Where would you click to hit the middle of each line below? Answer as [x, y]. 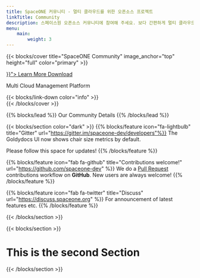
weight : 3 [40, 39]
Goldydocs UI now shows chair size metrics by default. [74, 139]
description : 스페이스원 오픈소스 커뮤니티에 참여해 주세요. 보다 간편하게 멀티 [91, 23]
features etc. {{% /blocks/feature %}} [52, 205]
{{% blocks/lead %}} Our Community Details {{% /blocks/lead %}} [88, 115]
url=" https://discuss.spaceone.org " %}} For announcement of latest [90, 199]
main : [24, 34]
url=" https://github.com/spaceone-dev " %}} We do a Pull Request [87, 168]
